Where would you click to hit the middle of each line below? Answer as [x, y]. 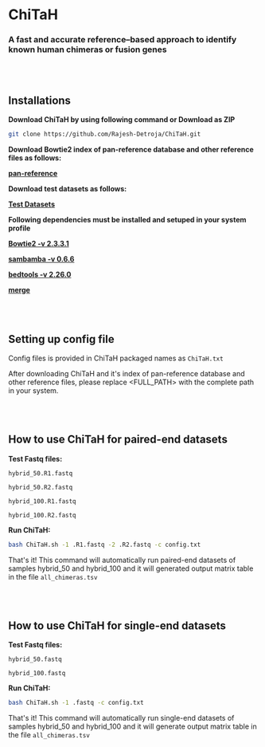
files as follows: [35, 158]
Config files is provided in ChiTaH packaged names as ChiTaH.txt [116, 358]
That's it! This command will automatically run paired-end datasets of [122, 560]
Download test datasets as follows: [68, 189]
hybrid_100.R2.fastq [43, 515]
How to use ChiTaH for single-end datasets [117, 626]
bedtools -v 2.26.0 [40, 275]
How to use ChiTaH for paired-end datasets [118, 440]
